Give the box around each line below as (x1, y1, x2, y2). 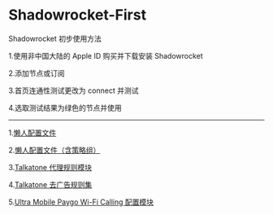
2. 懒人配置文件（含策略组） (8, 145, 101, 155)
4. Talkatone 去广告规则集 (8, 179, 93, 189)
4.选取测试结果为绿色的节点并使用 (8, 103, 122, 112)
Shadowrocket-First (8, 6, 147, 24)
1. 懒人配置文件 (8, 128, 57, 138)
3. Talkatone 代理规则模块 (8, 162, 92, 172)
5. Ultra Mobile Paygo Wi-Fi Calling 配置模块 (8, 197, 154, 207)
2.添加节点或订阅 (8, 68, 65, 78)
